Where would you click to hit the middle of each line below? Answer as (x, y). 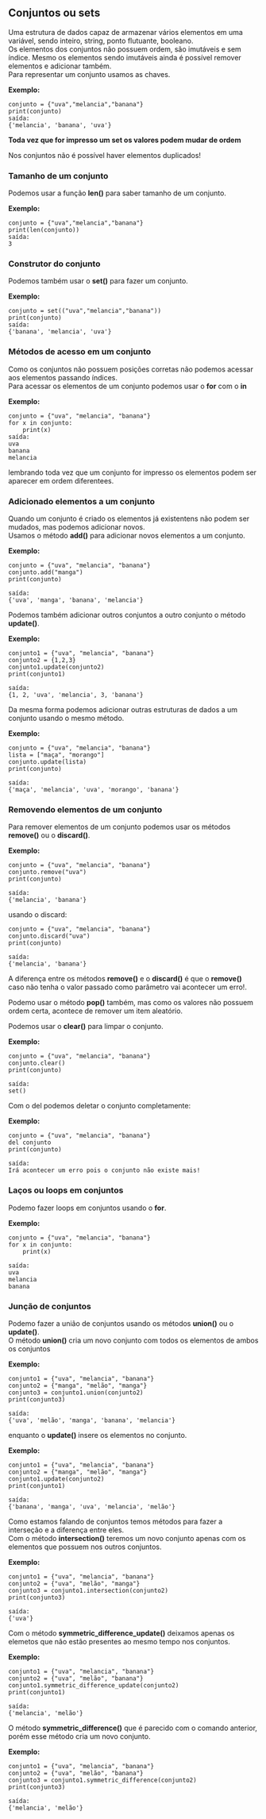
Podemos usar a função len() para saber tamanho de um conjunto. (117, 193)
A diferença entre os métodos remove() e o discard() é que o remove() (125, 979)
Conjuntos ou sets (54, 13)
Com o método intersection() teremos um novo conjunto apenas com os (127, 1538)
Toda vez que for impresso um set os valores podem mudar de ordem (125, 140)
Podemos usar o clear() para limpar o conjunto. (86, 1027)
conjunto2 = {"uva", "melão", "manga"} (74, 1583)
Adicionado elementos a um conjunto (82, 501)
